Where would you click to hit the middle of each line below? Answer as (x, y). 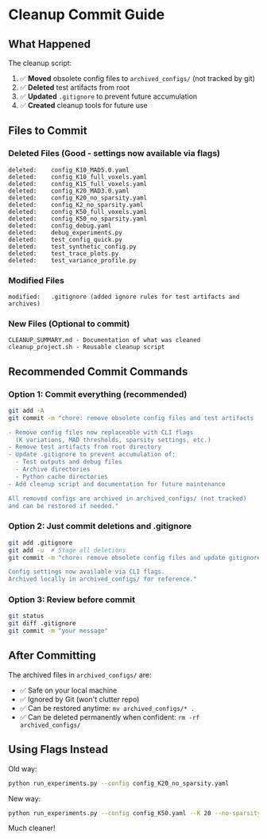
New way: (25, 798)
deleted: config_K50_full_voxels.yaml (78, 212)
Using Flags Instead (58, 750)
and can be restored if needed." (64, 506)
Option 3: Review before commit (72, 600)
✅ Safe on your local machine (68, 690)
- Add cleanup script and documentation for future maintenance (117, 484)
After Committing (52, 656)
